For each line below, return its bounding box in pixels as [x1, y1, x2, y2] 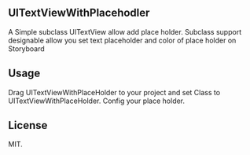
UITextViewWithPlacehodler [8, 6, 150, 20]
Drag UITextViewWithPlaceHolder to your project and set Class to [8, 87, 221, 97]
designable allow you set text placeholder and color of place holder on [8, 35, 237, 45]
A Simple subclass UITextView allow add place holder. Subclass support [8, 27, 242, 36]
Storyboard [8, 43, 45, 54]
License [8, 119, 48, 132]
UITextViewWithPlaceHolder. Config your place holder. [8, 96, 186, 105]
